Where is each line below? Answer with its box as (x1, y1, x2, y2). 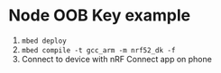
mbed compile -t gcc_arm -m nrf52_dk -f (21, 45, 176, 54)
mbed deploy (21, 36, 67, 45)
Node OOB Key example (8, 5, 191, 26)
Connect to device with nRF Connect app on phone (21, 53, 213, 64)
